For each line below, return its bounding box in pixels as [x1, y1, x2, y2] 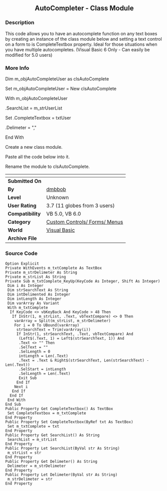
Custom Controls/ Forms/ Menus [46, 218, 123, 225]
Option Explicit [5, 261, 39, 266]
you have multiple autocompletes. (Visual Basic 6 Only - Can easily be [5, 46, 150, 52]
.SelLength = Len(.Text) [18, 371, 71, 376]
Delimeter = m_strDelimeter [7, 463, 66, 469]
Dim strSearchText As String [7, 287, 69, 293]
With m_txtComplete [7, 305, 49, 311]
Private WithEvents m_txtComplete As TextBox [5, 266, 102, 271]
